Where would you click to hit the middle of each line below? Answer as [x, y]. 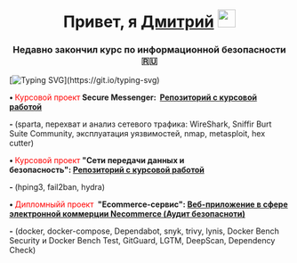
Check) [23, 251]
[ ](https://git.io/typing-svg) [84, 80]
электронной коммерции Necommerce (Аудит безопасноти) [128, 214]
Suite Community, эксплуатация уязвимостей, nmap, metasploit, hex [137, 134]
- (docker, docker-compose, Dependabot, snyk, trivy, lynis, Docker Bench [144, 231]
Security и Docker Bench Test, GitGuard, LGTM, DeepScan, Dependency [142, 241]
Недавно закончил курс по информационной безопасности [149, 50]
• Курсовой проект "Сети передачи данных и [97, 160]
